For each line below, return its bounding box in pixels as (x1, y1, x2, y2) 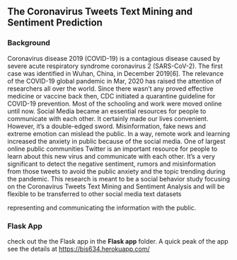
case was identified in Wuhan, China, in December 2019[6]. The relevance (7, 69, 224, 77)
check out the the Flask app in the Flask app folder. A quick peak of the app (7, 237, 229, 245)
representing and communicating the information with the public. (7, 203, 197, 212)
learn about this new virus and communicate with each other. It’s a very (7, 152, 216, 160)
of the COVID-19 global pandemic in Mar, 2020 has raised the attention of (7, 77, 222, 85)
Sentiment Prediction (7, 17, 103, 29)
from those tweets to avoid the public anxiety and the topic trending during (7, 166, 226, 176)
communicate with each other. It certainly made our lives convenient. (7, 114, 209, 123)
